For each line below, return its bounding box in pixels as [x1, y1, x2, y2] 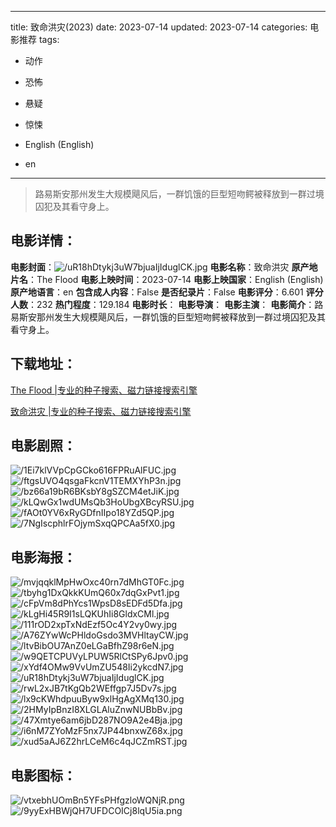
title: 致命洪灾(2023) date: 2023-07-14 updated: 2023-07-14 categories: [10, 21, 308, 33]
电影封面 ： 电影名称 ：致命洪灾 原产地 [10, 261, 318, 273]
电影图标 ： [10, 767, 77, 784]
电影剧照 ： [10, 437, 77, 455]
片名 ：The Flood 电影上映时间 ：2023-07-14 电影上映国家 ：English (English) [10, 273, 324, 285]
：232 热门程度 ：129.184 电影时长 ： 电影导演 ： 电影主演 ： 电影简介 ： [28, 298, 315, 310]
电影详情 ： [10, 232, 77, 250]
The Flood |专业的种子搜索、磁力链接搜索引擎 [10, 384, 198, 396]
